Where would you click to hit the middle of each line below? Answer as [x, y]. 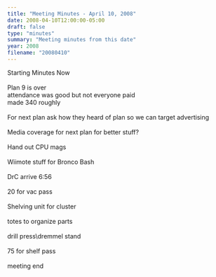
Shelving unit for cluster [42, 206]
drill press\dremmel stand [44, 236]
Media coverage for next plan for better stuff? [73, 132]
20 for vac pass [30, 191]
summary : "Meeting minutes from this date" [72, 40]
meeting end [26, 266]
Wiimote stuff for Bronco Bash [51, 162]
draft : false [26, 27]
